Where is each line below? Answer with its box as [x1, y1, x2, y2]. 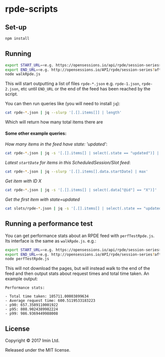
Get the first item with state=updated [5, 197, 80, 203]
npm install [5, 36, 29, 41]
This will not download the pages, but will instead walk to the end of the [5, 266, 150, 271]
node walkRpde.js [5, 72, 41, 77]
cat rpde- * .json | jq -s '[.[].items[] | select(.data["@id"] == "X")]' [5, 188, 157, 193]
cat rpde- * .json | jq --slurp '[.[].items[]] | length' [5, 110, 122, 115]
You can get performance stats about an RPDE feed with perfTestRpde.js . [5, 233, 155, 238]
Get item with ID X [5, 178, 42, 184]
